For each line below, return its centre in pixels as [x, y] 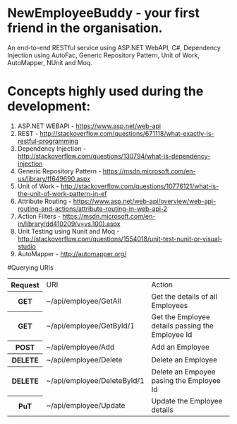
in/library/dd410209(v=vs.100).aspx [69, 224]
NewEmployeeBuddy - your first [103, 13]
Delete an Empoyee [184, 372]
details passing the [182, 326]
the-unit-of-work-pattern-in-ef [62, 193]
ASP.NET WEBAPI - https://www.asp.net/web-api [89, 126]
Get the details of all [184, 297]
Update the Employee [187, 401]
